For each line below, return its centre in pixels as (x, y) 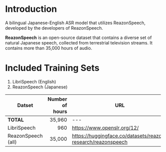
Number (58, 99)
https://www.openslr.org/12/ (105, 128)
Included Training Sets (52, 68)
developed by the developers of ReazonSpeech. (54, 28)
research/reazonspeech (100, 142)
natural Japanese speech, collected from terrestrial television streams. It (79, 42)
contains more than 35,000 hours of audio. (49, 48)
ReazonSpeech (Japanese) (40, 87)
